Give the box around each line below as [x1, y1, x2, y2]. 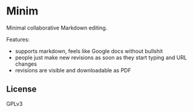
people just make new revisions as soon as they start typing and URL [15, 54, 188, 61]
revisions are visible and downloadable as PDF [15, 66, 131, 73]
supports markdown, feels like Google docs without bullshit [15, 47, 163, 55]
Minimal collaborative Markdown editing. [6, 24, 108, 31]
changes [15, 60, 38, 67]
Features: [6, 36, 30, 43]
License [6, 84, 37, 95]
